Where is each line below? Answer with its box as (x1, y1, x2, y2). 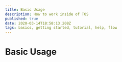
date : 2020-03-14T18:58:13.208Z (5, 21, 71, 26)
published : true (5, 16, 38, 21)
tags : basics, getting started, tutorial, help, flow (5, 25, 118, 30)
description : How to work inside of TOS (5, 12, 89, 17)
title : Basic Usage (5, 7, 45, 12)
